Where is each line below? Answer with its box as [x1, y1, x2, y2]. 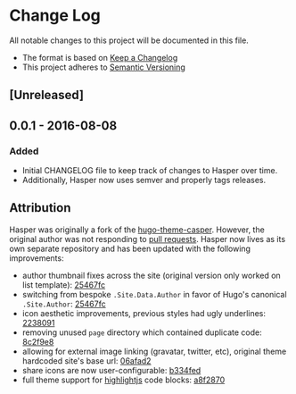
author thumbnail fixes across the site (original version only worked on [21, 270, 281, 281]
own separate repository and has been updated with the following [9, 243, 251, 254]
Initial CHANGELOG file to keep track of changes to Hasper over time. [21, 165, 278, 176]
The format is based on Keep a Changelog [21, 52, 178, 63]
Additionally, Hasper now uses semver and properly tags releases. [21, 175, 266, 186]
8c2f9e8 [21, 336, 54, 347]
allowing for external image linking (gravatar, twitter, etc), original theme [21, 346, 287, 356]
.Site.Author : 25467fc [21, 298, 106, 309]
